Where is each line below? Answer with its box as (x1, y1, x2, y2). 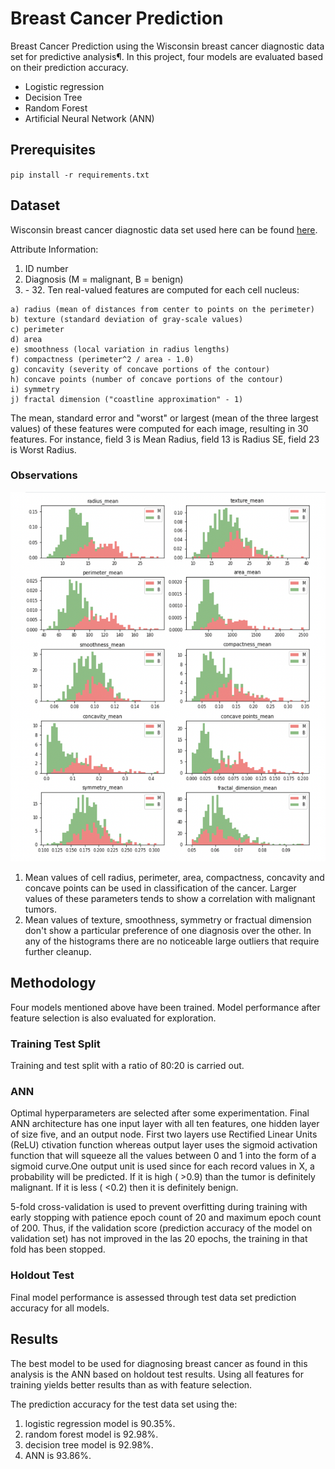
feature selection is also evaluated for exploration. (10, 1012, 217, 1024)
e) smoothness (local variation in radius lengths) (10, 344, 230, 354)
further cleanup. (24, 946, 92, 958)
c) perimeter (10, 324, 65, 334)
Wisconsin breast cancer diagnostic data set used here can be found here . (10, 223, 318, 236)
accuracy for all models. (10, 1302, 110, 1314)
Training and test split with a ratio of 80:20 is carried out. (10, 1060, 245, 1072)
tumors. (24, 903, 58, 916)
